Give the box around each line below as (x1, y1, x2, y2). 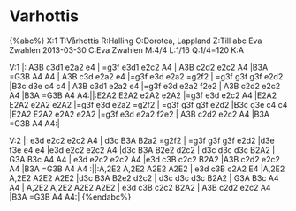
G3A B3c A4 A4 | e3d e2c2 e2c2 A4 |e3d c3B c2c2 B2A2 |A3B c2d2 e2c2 (9, 154, 281, 164)
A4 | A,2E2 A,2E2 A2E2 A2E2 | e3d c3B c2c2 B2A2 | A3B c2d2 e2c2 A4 (9, 182, 271, 192)
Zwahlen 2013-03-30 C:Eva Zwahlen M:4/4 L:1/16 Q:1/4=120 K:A (9, 44, 245, 55)
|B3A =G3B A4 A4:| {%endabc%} (9, 192, 132, 202)
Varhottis (9, 6, 80, 26)
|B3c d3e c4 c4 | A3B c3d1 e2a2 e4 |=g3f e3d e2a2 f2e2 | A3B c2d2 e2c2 (9, 80, 281, 91)
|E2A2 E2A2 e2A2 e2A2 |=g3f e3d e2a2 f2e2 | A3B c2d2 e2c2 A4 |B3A (9, 109, 270, 119)
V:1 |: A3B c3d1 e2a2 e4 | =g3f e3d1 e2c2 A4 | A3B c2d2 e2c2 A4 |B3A (9, 62, 269, 72)
